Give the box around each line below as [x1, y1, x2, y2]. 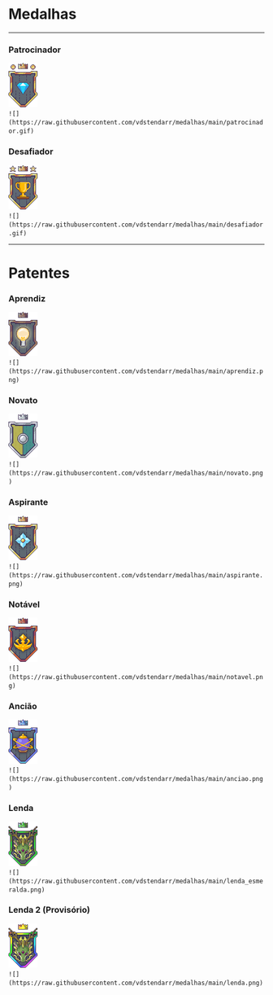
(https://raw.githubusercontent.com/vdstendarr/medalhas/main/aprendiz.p [8, 367, 264, 375]
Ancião [8, 700, 37, 712]
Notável [8, 598, 41, 610]
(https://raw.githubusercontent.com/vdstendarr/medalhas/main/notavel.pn [8, 673, 264, 681]
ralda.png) [8, 885, 45, 894]
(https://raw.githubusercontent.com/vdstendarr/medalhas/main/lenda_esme [8, 877, 264, 885]
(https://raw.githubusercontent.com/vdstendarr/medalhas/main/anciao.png [8, 775, 264, 783]
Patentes [8, 264, 71, 282]
